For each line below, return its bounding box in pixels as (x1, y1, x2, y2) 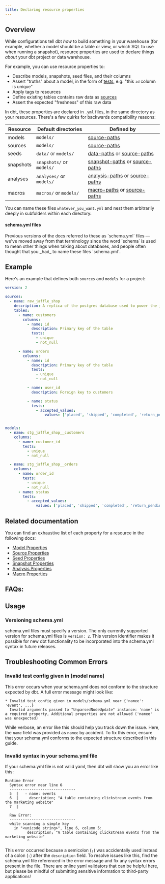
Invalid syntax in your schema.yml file (5, 752, 98, 759)
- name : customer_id (18, 439, 60, 444)
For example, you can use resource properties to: (5, 64, 105, 69)
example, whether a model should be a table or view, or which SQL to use (5, 44, 154, 50)
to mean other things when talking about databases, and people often (5, 243, 146, 249)
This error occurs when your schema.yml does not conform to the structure (5, 684, 158, 689)
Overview (5, 26, 36, 34)
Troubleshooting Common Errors (5, 658, 108, 666)
